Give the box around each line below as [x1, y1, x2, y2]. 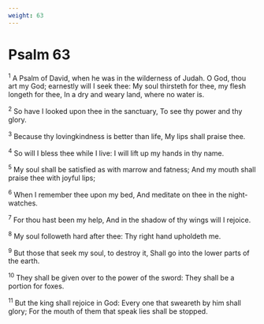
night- [228, 190, 248, 199]
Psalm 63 [8, 45, 71, 63]
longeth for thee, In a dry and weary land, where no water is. [8, 90, 205, 100]
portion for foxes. [8, 281, 65, 291]
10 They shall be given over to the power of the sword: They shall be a [8, 272, 235, 283]
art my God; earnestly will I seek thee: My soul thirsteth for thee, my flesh [8, 81, 247, 91]
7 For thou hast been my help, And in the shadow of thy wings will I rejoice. [8, 213, 251, 224]
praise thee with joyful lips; [8, 173, 96, 183]
